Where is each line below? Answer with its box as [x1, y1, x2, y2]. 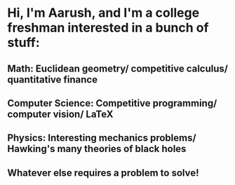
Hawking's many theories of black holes [7, 143, 187, 155]
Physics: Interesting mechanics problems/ [7, 132, 196, 144]
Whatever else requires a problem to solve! [7, 167, 199, 179]
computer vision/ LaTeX [7, 108, 114, 120]
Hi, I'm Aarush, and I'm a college [7, 5, 200, 21]
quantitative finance [7, 74, 98, 85]
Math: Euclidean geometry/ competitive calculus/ [7, 62, 228, 74]
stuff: [7, 35, 40, 50]
